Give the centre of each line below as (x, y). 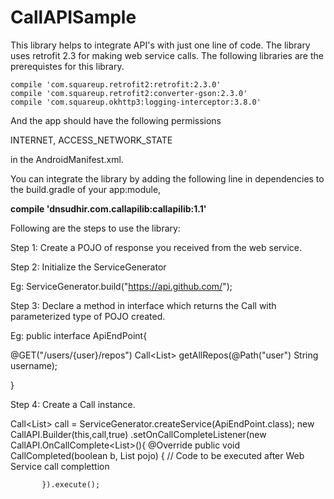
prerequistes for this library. (67, 66)
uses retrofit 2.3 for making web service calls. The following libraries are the (167, 55)
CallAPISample (73, 17)
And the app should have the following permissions (116, 120)
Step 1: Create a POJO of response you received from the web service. (156, 247)
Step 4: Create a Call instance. (73, 404)
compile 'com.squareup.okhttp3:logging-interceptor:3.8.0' (136, 102)
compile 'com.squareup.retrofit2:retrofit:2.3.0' (116, 84)
